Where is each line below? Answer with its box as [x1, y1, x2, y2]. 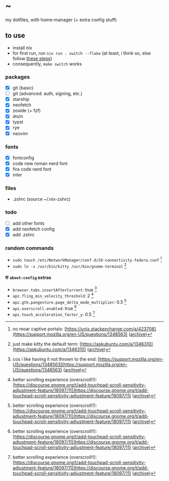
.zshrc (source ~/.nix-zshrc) [12, 196, 71, 202]
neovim [12, 130, 28, 136]
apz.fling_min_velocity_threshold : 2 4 [12, 292, 94, 299]
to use [5, 31, 25, 40]
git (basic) [12, 85, 34, 91]
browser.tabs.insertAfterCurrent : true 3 [12, 285, 97, 292]
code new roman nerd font [12, 160, 68, 166]
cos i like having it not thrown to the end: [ [12, 356, 100, 363]
